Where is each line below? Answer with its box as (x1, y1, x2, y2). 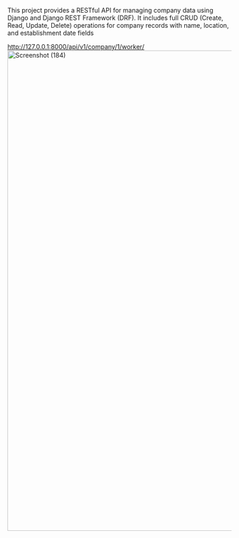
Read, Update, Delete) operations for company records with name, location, (7, 21, 229, 29)
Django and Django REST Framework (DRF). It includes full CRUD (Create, (7, 14, 224, 22)
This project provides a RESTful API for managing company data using (7, 6, 213, 14)
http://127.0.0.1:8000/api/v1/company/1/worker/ (7, 43, 144, 51)
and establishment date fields (7, 28, 95, 37)
